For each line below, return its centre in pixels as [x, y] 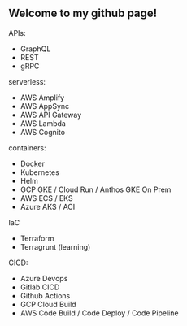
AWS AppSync [45, 106]
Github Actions [45, 295]
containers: [27, 148]
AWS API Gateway [51, 115]
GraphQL [35, 49]
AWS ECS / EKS [46, 198]
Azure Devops [44, 278]
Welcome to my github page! [83, 13]
